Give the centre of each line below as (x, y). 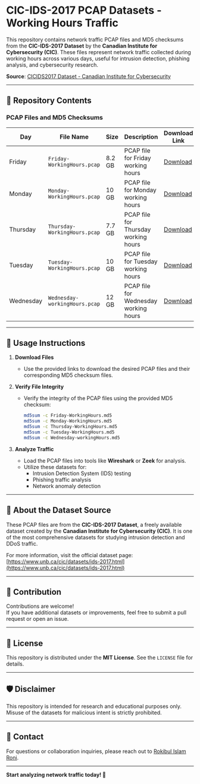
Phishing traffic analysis (62, 479)
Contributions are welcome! (40, 606)
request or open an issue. (37, 619)
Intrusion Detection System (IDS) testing (82, 473)
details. (15, 664)
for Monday (140, 190)
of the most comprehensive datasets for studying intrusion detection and (96, 537)
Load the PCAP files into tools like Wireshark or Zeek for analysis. (105, 460)
